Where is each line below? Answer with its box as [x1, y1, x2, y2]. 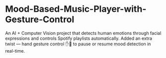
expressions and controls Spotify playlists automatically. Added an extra [5, 35, 153, 41]
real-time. [5, 48, 25, 54]
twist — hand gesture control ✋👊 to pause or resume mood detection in [5, 41, 151, 47]
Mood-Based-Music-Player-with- [5, 3, 147, 15]
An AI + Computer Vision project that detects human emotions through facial [5, 30, 162, 36]
